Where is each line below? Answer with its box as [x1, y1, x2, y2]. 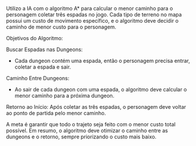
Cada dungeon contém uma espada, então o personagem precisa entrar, [14, 58, 190, 64]
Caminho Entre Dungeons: [6, 75, 70, 81]
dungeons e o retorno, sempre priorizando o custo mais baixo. [6, 133, 157, 140]
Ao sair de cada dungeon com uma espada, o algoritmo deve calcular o [14, 86, 187, 92]
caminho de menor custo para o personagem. [6, 23, 116, 30]
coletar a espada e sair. [14, 63, 71, 70]
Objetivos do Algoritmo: [6, 35, 63, 41]
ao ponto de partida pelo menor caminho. [6, 110, 106, 116]
